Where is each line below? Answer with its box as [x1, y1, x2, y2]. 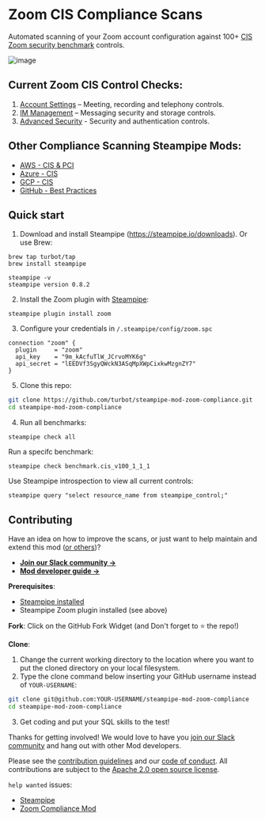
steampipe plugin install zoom [8, 310, 112, 318]
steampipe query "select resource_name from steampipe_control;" [8, 492, 228, 500]
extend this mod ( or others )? [8, 542, 101, 552]
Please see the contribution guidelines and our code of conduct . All [8, 756, 228, 766]
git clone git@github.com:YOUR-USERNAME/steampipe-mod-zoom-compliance [8, 695, 249, 703]
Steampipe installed [19, 596, 85, 606]
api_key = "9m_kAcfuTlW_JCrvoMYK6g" [15, 353, 147, 361]
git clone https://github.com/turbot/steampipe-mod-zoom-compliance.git [8, 396, 253, 405]
